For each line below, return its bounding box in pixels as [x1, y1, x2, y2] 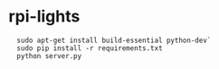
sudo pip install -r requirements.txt [16, 43, 164, 53]
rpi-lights [8, 6, 81, 27]
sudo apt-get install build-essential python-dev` [16, 36, 212, 45]
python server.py [16, 51, 82, 60]
